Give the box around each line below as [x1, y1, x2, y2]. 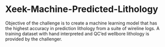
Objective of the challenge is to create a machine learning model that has [5, 20, 157, 26]
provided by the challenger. [5, 36, 62, 42]
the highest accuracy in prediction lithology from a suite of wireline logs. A [5, 25, 160, 31]
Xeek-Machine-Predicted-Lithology [5, 3, 158, 15]
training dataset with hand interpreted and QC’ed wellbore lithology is [5, 30, 150, 36]
